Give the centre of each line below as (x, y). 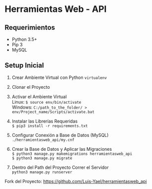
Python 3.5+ (25, 39)
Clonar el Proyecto (31, 87)
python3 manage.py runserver (42, 172)
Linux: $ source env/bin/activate (46, 102)
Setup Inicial (24, 65)
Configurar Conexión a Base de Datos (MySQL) (60, 135)
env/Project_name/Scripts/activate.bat (53, 112)
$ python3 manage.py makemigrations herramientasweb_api (72, 154)
